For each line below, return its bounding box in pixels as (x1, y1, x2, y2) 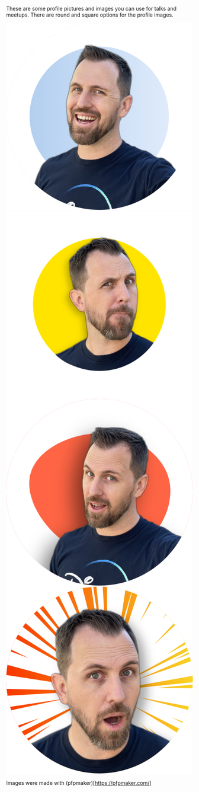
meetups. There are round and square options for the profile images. (6, 11, 174, 18)
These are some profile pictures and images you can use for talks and (6, 5, 176, 12)
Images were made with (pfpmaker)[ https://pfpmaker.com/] (6, 780, 152, 786)
